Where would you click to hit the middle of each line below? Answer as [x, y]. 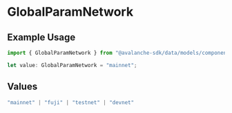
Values [22, 87]
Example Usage [41, 37]
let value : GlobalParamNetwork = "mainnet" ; [72, 65]
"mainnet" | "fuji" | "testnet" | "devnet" [71, 102]
